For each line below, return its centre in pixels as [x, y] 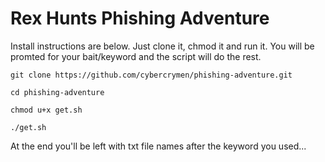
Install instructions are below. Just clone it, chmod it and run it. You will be [162, 46]
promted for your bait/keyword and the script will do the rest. [136, 56]
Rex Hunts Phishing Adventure [140, 18]
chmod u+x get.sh [46, 110]
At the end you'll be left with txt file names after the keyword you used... [158, 146]
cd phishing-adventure [57, 92]
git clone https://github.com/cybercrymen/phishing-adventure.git [151, 75]
